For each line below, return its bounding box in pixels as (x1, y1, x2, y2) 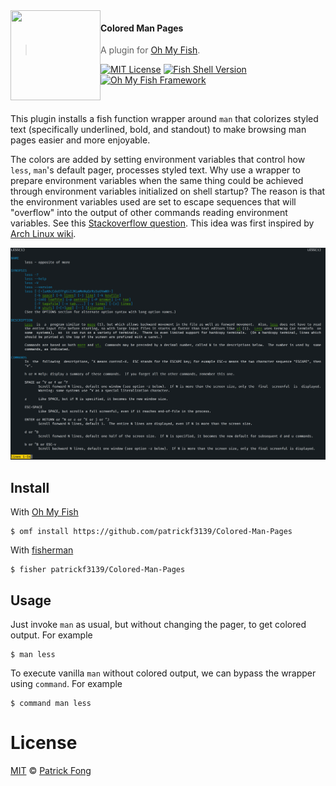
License (10, 732, 78, 754)
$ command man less (10, 698, 92, 708)
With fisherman (10, 544, 74, 556)
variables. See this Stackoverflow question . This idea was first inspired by (10, 217, 315, 229)
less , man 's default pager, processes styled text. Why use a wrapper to (10, 164, 301, 176)
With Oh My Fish (10, 506, 79, 518)
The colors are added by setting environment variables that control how (10, 154, 306, 166)
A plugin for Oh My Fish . (100, 44, 201, 56)
